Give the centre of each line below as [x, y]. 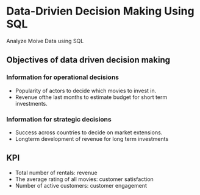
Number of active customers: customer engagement [81, 185]
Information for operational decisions [62, 77]
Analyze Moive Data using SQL [45, 41]
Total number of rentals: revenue [56, 173]
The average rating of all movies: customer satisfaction [84, 179]
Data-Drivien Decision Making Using [100, 11]
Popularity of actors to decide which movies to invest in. [86, 91]
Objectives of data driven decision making [88, 60]
